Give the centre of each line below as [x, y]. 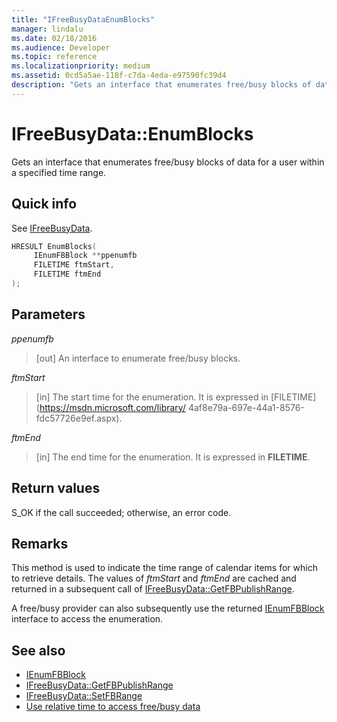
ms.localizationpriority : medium [81, 66]
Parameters [48, 314]
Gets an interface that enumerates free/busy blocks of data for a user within [168, 162]
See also [38, 650]
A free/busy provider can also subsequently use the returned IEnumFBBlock [168, 608]
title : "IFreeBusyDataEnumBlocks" [83, 19]
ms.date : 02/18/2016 [54, 38]
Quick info [44, 204]
